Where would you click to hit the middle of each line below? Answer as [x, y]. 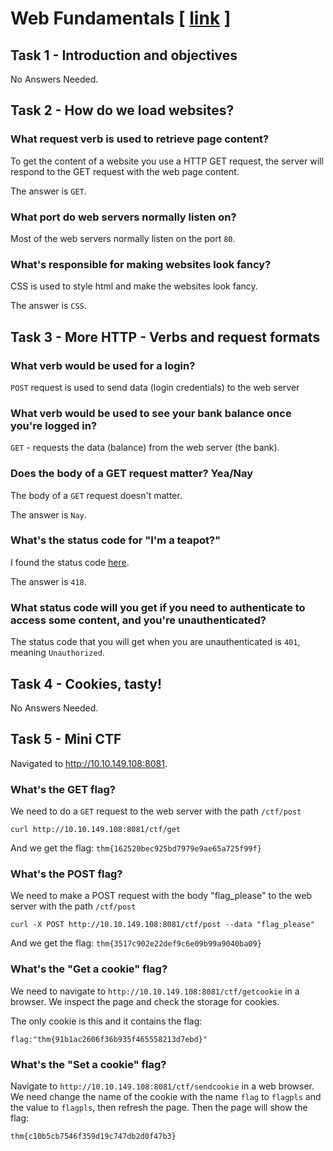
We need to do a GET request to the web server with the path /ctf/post [156, 811]
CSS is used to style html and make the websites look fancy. [134, 286]
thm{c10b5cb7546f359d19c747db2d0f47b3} [93, 1136]
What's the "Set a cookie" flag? [88, 1064]
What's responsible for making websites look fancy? [141, 264]
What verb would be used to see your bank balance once [151, 413]
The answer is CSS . [48, 306]
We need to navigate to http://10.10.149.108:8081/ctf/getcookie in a [155, 991]
